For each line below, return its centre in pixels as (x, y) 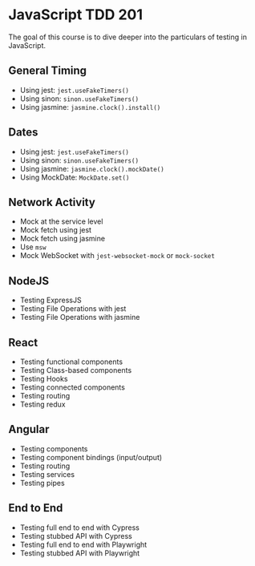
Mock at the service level (61, 221)
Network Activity (52, 202)
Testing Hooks (44, 379)
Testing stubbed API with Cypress (76, 536)
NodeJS (29, 281)
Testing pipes (42, 483)
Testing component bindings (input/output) (91, 457)
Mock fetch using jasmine (63, 239)
